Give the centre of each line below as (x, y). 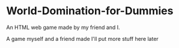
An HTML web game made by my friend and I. (63, 27)
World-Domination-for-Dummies (90, 11)
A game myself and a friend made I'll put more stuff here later (83, 39)
